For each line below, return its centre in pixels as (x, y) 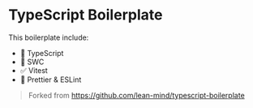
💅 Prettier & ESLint (51, 80)
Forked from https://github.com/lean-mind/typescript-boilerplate (136, 95)
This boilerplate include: (49, 37)
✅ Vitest (34, 70)
